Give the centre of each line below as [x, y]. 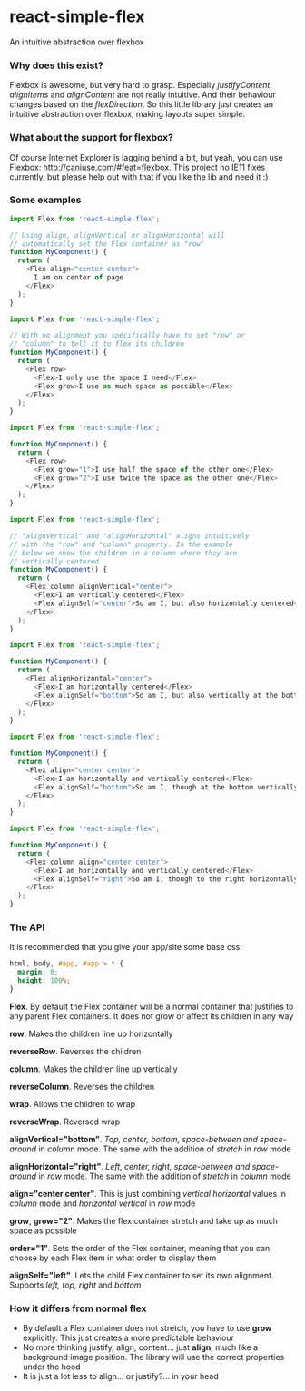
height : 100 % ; [44, 981]
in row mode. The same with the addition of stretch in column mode [165, 1176]
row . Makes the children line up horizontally [91, 1033]
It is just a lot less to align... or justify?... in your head [121, 1376]
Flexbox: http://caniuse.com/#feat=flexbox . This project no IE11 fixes [138, 167]
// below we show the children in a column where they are [123, 553]
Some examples [45, 200]
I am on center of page [79, 278]
